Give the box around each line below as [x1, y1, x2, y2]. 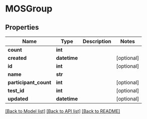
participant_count [8, 79, 52, 86]
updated [8, 95, 29, 102]
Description [82, 38, 111, 45]
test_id [8, 87, 25, 94]
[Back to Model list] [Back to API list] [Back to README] [5, 108, 120, 114]
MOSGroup [5, 3, 53, 15]
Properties [5, 23, 39, 32]
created [8, 55, 27, 61]
